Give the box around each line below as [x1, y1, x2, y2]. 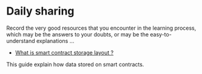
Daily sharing [6, 4, 75, 18]
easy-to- [150, 30, 172, 38]
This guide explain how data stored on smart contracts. [6, 61, 144, 68]
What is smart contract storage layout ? [15, 49, 114, 56]
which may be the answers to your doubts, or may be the [6, 30, 149, 38]
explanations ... [36, 37, 75, 44]
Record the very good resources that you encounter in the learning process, [6, 24, 197, 32]
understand [6, 37, 35, 44]
